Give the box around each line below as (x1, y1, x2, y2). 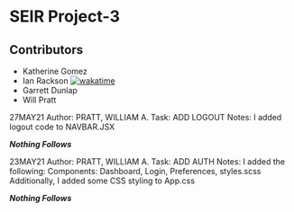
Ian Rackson (22, 75, 69, 86)
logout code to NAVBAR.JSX (9, 121, 115, 132)
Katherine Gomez (22, 66, 88, 76)
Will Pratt (22, 94, 57, 105)
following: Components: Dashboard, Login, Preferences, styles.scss (9, 166, 262, 176)
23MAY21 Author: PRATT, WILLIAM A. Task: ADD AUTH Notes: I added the (9, 156, 286, 167)
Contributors (9, 42, 84, 57)
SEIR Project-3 (9, 6, 120, 27)
